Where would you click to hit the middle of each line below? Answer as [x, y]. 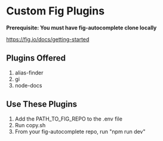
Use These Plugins [42, 104]
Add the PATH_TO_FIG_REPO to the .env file [68, 119]
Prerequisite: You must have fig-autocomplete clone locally [81, 28]
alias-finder [29, 73]
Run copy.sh [30, 125]
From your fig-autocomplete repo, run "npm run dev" [80, 131]
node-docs [28, 85]
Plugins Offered [36, 58]
